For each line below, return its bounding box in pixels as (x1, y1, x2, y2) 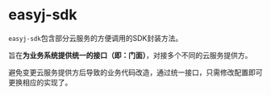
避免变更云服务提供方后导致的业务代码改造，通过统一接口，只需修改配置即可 (8, 67, 263, 77)
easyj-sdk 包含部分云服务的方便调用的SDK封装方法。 (8, 33, 183, 43)
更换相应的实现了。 (8, 77, 73, 87)
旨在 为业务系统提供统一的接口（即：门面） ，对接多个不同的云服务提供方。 (8, 50, 252, 60)
